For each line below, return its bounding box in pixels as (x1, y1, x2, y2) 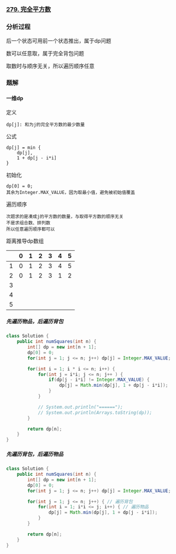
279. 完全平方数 (6, 5, 52, 13)
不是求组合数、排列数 (6, 220, 50, 226)
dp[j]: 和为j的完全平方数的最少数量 (6, 122, 85, 128)
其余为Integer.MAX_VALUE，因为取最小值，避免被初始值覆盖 (6, 190, 135, 196)
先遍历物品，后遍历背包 (6, 317, 63, 324)
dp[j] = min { (6, 145, 41, 151)
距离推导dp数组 (6, 237, 44, 244)
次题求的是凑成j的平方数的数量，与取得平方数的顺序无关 (6, 214, 124, 220)
